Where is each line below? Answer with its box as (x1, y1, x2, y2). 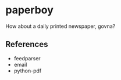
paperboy (5, 3, 54, 17)
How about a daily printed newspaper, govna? (5, 23, 116, 30)
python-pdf (13, 67, 42, 74)
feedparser (13, 54, 41, 61)
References (5, 39, 48, 49)
